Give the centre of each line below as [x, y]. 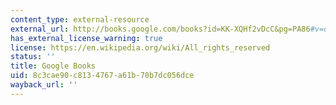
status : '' [33, 57]
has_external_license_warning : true [86, 38]
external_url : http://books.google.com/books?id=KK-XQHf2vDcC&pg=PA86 [160, 29]
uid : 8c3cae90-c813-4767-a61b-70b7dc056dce [102, 76]
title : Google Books [53, 66]
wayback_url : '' [44, 85]
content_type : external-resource [80, 19]
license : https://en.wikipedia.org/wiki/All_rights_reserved [140, 47]
